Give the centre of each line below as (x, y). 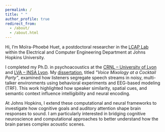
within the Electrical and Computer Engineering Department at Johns (75, 52)
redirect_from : (21, 24)
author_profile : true (27, 19)
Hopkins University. (25, 57)
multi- (150, 78)
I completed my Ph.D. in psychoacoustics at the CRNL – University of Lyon (81, 67)
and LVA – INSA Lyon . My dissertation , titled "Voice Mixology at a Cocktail (81, 72)
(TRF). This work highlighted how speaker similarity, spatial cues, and (76, 88)
